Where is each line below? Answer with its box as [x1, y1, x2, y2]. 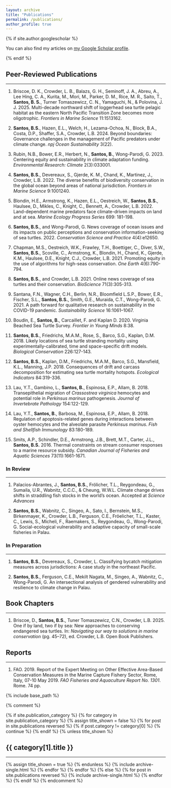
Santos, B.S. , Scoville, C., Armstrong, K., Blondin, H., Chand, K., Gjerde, [13, 250, 163, 256]
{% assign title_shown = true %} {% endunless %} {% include [6, 762, 135, 768]
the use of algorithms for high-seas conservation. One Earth [13, 261, 140, 267]
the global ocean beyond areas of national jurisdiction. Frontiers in [13, 182, 152, 188]
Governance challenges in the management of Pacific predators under [13, 136, 160, 142]
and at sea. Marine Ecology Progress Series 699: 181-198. [13, 214, 134, 220]
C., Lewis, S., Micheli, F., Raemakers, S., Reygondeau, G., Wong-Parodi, [13, 519, 163, 525]
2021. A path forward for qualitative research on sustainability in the [13, 302, 155, 308]
